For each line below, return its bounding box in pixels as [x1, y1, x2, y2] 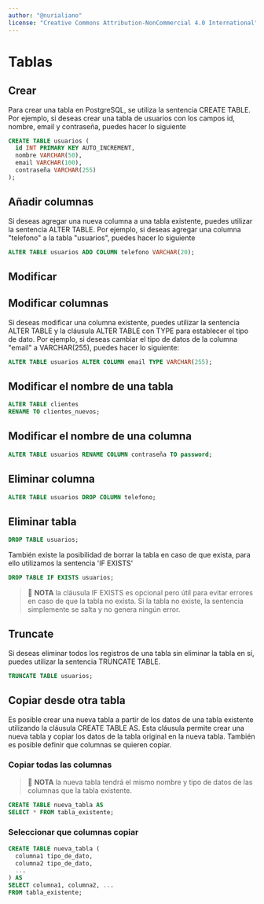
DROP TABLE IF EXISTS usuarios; [8, 574, 114, 582]
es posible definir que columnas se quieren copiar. [8, 739, 172, 749]
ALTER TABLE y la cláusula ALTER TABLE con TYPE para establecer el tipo [8, 326, 249, 335]
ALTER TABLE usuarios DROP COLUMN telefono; [8, 493, 156, 501]
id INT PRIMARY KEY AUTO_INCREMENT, [15, 144, 135, 152]
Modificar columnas [8, 297, 109, 310]
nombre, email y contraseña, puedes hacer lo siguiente [8, 121, 186, 131]
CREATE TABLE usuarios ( [8, 137, 90, 145]
